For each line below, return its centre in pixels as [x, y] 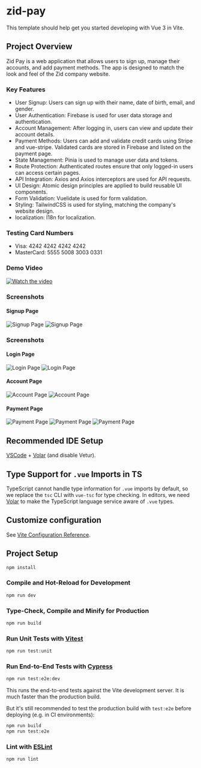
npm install [21, 567]
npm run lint [22, 759]
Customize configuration [54, 520]
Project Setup [32, 554]
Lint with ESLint [29, 746]
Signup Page [22, 311]
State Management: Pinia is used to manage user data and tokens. [97, 160]
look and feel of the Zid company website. [58, 74]
